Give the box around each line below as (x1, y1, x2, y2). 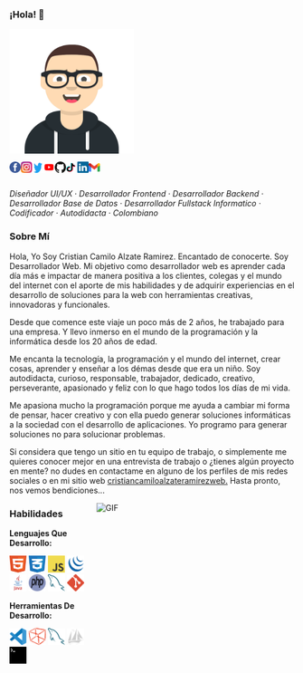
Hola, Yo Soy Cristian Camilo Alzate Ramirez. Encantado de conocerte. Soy (9, 251, 289, 262)
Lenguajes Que (9, 527, 68, 538)
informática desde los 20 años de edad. (9, 335, 158, 347)
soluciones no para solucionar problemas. (9, 428, 166, 439)
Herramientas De (9, 600, 75, 611)
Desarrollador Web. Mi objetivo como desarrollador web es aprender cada (9, 260, 286, 271)
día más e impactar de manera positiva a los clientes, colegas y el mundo (9, 270, 282, 281)
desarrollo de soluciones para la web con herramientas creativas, (9, 289, 253, 300)
